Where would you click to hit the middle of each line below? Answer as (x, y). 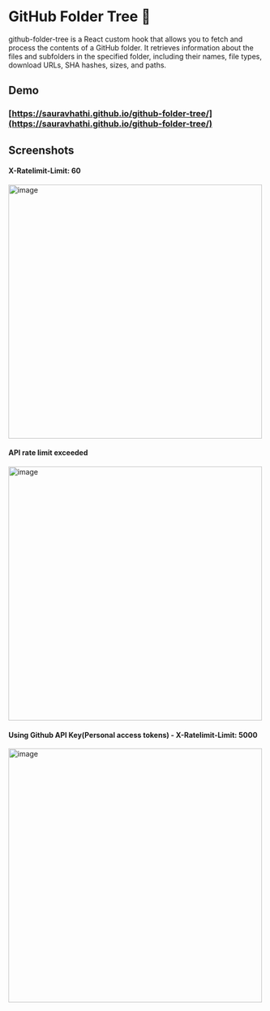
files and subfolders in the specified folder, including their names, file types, (135, 56)
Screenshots (41, 150)
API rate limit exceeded (48, 453)
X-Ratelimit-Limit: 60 (45, 171)
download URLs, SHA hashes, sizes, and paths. (88, 65)
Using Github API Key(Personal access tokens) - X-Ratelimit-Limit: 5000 (133, 735)
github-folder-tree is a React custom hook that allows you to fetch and (126, 39)
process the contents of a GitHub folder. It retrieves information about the (131, 47)
